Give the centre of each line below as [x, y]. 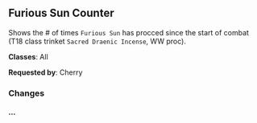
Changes [27, 93]
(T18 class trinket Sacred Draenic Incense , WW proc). [97, 41]
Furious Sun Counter [61, 13]
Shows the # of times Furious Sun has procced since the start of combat [129, 32]
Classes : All [28, 56]
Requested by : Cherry [46, 72]
